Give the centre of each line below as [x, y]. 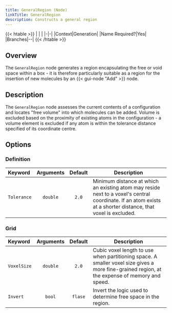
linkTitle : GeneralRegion [33, 15]
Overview [21, 55]
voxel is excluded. [114, 213]
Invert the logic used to [121, 290]
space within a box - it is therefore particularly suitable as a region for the [83, 73]
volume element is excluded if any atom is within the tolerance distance [81, 123]
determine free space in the [126, 297]
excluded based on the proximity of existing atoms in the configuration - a [83, 118]
